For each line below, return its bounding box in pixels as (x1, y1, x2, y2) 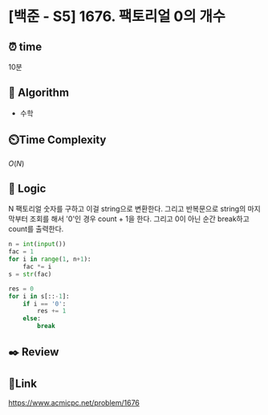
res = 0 (8, 285, 35, 293)
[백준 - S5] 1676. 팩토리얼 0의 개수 (8, 7, 226, 26)
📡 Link (8, 376, 38, 390)
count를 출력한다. (8, 224, 64, 234)
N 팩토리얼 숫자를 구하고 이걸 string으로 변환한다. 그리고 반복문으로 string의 (8, 204, 246, 214)
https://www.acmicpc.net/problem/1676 (8, 398, 140, 408)
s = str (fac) (8, 270, 52, 278)
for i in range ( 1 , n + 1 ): (8, 255, 91, 264)
